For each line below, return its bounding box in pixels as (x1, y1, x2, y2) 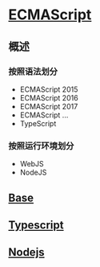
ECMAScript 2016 (19, 92, 78, 102)
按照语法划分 (8, 66, 58, 77)
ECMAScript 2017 (19, 101, 78, 111)
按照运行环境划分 (8, 140, 74, 151)
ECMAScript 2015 (19, 84, 78, 94)
